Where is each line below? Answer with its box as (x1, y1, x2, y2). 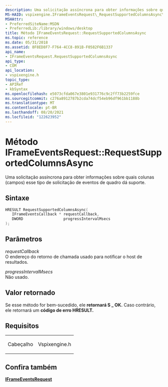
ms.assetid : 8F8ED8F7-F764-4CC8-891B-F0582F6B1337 (5, 45, 113, 50)
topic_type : (5, 77, 30, 82)
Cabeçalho (7, 341, 33, 348)
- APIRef (5, 82, 23, 87)
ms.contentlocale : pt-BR (5, 105, 57, 110)
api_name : (5, 49, 26, 54)
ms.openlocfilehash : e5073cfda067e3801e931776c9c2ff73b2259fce (5, 91, 140, 96)
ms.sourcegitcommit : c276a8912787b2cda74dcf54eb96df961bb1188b (5, 96, 140, 101)
